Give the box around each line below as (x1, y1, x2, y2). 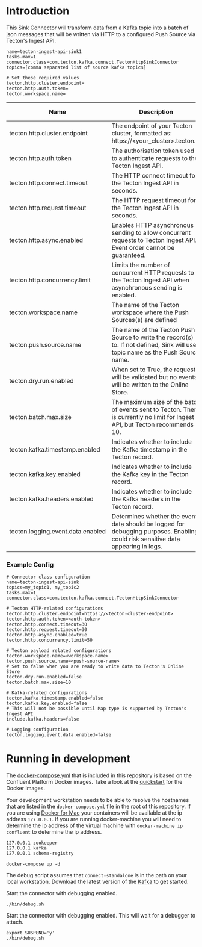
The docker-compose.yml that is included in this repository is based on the (6, 772, 192, 779)
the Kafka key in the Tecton (111, 470, 189, 478)
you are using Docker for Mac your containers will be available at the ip (6, 809, 182, 816)
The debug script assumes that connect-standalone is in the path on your (6, 872, 188, 879)
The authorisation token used (111, 146, 194, 155)
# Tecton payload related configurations (6, 648, 112, 654)
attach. (6, 918, 24, 925)
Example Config (6, 560, 54, 568)
